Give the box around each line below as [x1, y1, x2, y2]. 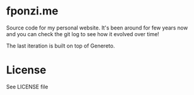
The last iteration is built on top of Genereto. [6, 42, 115, 49]
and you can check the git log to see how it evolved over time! [6, 30, 160, 37]
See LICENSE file [6, 83, 48, 90]
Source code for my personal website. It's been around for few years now [6, 24, 188, 31]
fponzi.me [6, 4, 59, 18]
